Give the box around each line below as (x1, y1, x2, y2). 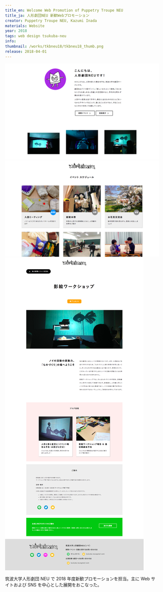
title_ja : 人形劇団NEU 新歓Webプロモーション (5, 13, 90, 18)
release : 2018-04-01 (5, 49, 47, 54)
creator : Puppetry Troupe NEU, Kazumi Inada (5, 18, 97, 23)
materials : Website (5, 23, 45, 28)
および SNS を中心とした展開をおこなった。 (13, 582, 102, 588)
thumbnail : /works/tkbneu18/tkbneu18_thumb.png (5, 44, 104, 49)
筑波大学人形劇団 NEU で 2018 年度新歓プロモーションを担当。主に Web (5, 575, 150, 581)
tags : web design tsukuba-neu (5, 34, 67, 39)
